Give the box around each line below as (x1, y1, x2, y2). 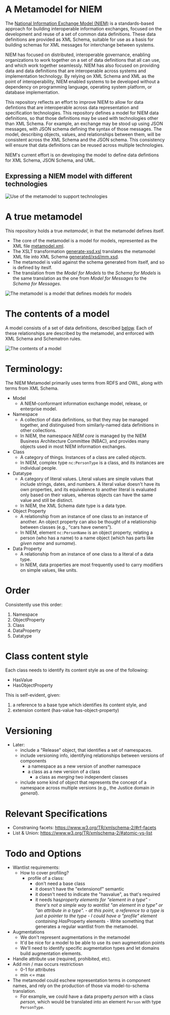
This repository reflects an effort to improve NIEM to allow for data (5, 99, 144, 105)
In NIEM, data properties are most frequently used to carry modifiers (20, 562, 163, 568)
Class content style (5, 650, 89, 662)
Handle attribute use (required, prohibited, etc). (12, 956, 111, 962)
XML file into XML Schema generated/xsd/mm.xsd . (12, 253, 119, 260)
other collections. (20, 427, 57, 433)
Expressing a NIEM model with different (5, 172, 133, 181)
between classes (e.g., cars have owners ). (20, 524, 113, 530)
